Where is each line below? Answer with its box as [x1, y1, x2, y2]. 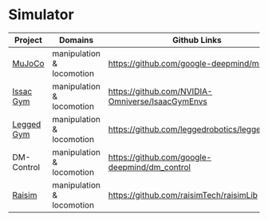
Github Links [172, 34, 222, 45]
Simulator [8, 6, 74, 24]
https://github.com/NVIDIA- [108, 85, 213, 97]
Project [14, 34, 42, 45]
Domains [58, 34, 94, 45]
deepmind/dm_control [108, 161, 191, 172]
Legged [12, 118, 41, 129]
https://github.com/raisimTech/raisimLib [108, 189, 258, 200]
